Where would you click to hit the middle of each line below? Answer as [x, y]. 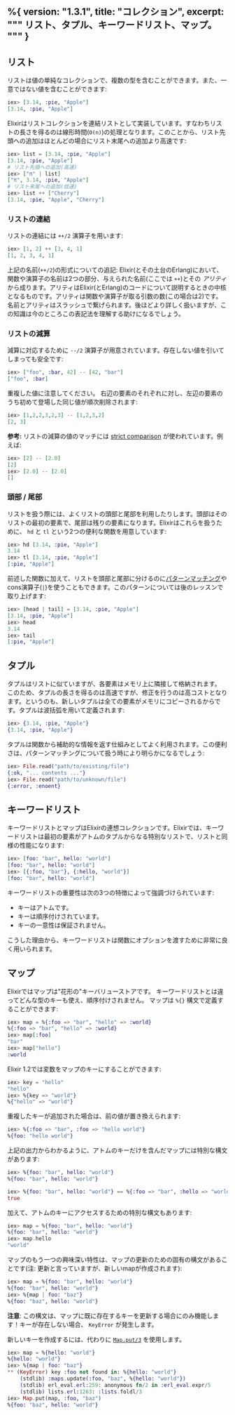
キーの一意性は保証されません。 [63, 925]
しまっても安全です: [36, 359]
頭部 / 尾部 [25, 497]
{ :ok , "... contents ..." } [47, 773]
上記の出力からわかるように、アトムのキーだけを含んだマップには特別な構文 [117, 1150]
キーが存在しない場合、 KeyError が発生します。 [88, 1324]
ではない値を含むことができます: [60, 89]
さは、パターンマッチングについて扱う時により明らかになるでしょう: [106, 753]
